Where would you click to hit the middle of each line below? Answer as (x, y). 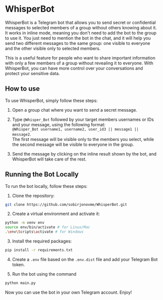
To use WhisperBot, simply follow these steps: (52, 100)
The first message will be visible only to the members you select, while (83, 139)
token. (18, 264)
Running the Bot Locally (42, 174)
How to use (22, 89)
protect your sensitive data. (32, 73)
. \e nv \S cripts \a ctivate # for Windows (44, 232)
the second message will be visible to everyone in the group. (73, 144)
